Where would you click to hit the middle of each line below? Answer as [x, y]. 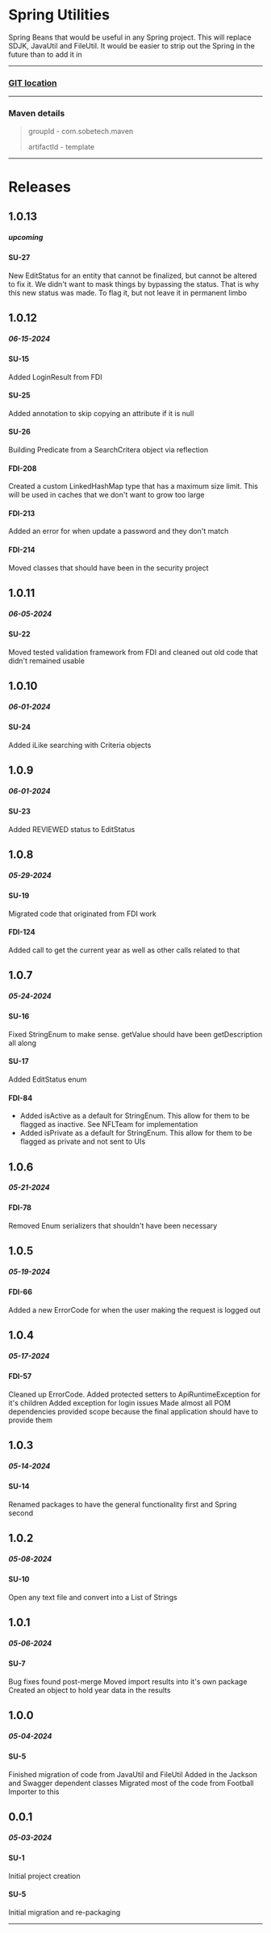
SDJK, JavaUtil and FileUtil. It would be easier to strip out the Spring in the [132, 45]
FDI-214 [22, 550]
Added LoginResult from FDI [55, 376]
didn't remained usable [46, 661]
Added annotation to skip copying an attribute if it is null [101, 413]
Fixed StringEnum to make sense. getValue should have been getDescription [135, 1034]
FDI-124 [22, 932]
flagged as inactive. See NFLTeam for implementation [109, 1124]
